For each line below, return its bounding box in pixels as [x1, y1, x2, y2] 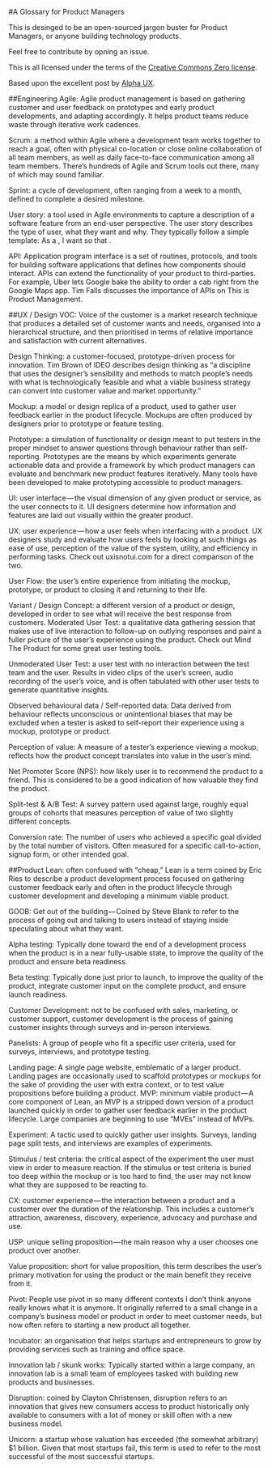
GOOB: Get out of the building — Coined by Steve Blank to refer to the [8, 907, 240, 916]
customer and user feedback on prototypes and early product [8, 103, 215, 112]
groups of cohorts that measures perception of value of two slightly [8, 808, 234, 817]
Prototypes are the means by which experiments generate [43, 452, 237, 461]
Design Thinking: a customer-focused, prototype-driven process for [8, 351, 236, 361]
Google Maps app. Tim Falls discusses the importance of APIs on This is [8, 286, 249, 295]
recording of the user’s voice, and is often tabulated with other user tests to [8, 676, 260, 686]
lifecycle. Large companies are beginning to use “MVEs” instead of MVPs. [8, 1114, 255, 1124]
